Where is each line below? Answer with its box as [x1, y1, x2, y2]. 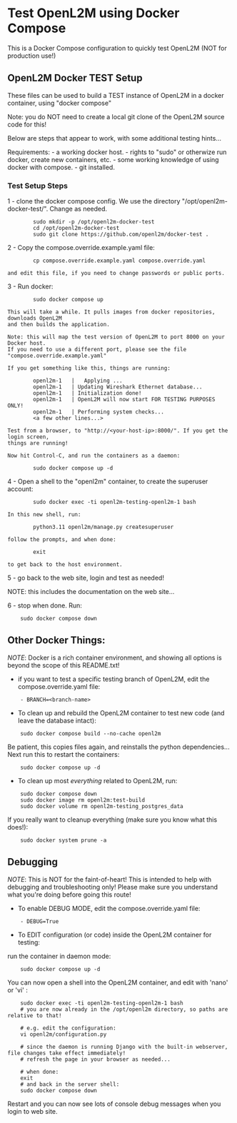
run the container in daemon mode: [7, 952, 111, 960]
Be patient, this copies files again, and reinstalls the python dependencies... [7, 742, 230, 751]
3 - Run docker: [7, 282, 54, 291]
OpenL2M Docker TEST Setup [7, 72, 143, 84]
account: [7, 485, 34, 493]
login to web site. [7, 1107, 59, 1115]
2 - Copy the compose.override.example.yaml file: [7, 243, 155, 252]
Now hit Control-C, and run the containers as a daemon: [7, 452, 181, 460]
